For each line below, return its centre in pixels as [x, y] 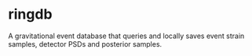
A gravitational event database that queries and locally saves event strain [126, 36]
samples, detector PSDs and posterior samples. [85, 44]
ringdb [30, 14]
